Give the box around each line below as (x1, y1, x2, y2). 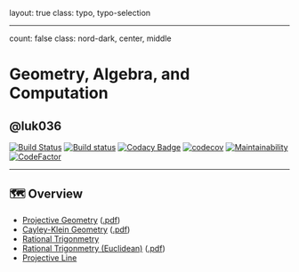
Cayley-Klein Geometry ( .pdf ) (21, 224, 131, 235)
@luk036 (9, 118, 62, 133)
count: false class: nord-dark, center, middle (9, 33, 172, 44)
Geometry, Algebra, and (9, 64, 190, 84)
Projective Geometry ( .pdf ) (21, 214, 121, 225)
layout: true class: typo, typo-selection (9, 8, 151, 18)
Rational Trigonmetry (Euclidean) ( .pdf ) (21, 243, 166, 253)
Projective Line (21, 252, 77, 263)
